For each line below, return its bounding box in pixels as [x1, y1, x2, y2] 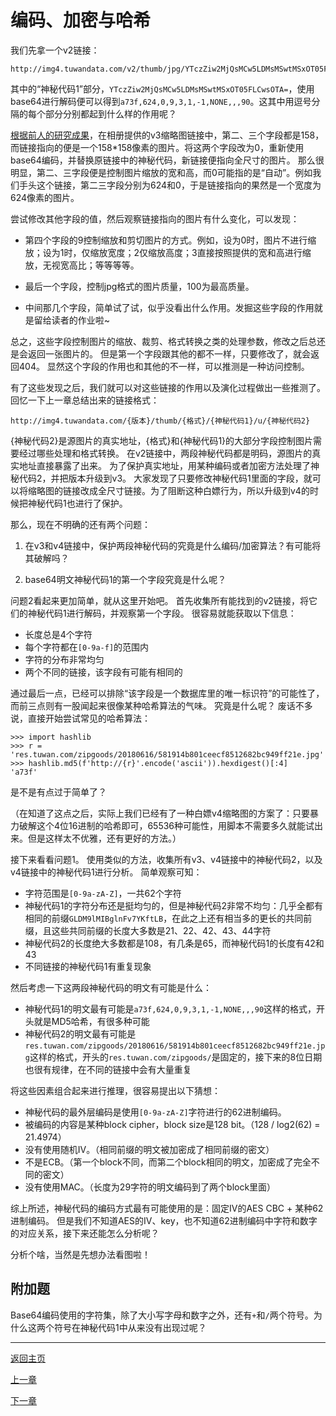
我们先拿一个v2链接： [10, 44, 100, 56]
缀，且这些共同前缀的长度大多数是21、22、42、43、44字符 [24, 924, 272, 936]
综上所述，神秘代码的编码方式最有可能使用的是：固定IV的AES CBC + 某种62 [10, 1202, 324, 1214]
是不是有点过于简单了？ [10, 786, 107, 798]
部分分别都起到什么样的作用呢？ [44, 107, 177, 120]
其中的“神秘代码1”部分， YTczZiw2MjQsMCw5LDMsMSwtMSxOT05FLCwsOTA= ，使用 [10, 82, 315, 95]
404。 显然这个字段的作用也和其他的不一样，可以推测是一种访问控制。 [18, 360, 310, 372]
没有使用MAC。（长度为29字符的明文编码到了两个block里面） [24, 1181, 277, 1193]
